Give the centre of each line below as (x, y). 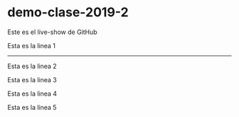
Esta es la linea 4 (32, 94)
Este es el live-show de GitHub (52, 32)
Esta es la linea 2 (32, 66)
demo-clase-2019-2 (68, 12)
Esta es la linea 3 (32, 79)
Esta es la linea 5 (32, 107)
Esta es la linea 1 (31, 45)
